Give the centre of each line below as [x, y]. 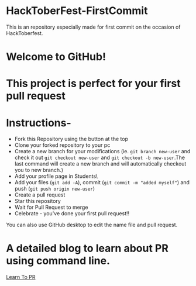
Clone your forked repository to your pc [62, 145]
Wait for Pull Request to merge [51, 207]
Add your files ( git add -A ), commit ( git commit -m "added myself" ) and [102, 182]
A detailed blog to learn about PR [87, 248]
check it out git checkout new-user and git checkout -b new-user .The [100, 158]
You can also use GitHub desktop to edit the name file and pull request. [92, 225]
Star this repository [38, 201]
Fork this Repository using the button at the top [71, 139]
